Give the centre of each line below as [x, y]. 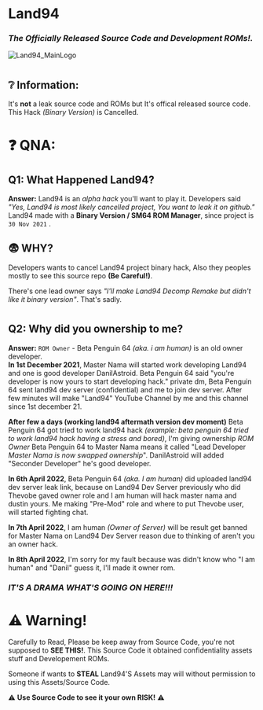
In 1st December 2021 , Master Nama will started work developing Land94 [128, 364]
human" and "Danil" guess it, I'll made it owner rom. [92, 568]
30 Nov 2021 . [29, 224]
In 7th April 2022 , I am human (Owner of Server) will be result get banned [128, 527]
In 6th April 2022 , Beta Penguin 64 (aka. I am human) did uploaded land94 [130, 478]
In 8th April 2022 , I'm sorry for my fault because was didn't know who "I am [131, 559]
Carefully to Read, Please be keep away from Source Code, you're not [122, 642]
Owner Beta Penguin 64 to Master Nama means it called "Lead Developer [127, 447]
